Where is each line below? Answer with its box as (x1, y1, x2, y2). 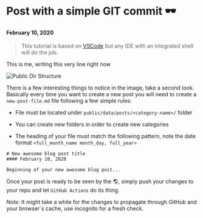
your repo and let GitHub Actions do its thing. (6, 186, 120, 194)
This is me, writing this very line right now (6, 61, 111, 68)
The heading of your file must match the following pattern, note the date (15, 133, 196, 140)
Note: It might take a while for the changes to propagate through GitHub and (6, 199, 198, 206)
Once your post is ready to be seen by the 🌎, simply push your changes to (6, 178, 194, 185)
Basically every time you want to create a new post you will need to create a (6, 91, 197, 98)
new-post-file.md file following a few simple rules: (6, 97, 132, 105)
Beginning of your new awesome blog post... (6, 167, 121, 173)
